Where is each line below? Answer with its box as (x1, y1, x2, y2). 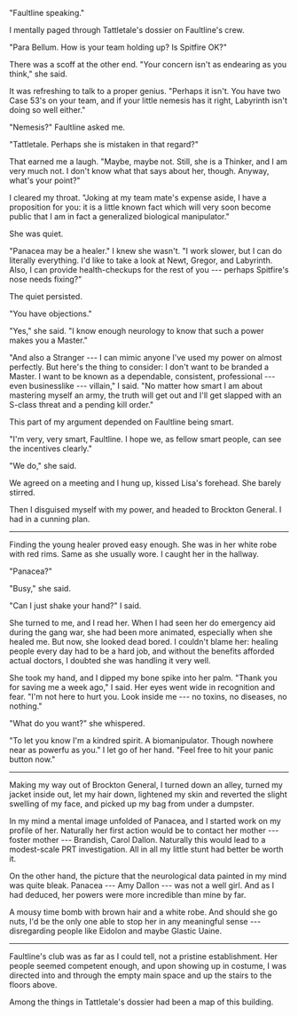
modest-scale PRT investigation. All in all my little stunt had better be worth (9, 844, 284, 854)
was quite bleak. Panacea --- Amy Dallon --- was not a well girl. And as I (9, 880, 275, 891)
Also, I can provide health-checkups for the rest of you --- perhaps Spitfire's (9, 265, 290, 274)
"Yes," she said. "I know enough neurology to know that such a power (9, 326, 264, 336)
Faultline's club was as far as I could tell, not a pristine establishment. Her (9, 951, 278, 962)
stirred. (9, 488, 35, 497)
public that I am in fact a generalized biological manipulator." (9, 211, 231, 221)
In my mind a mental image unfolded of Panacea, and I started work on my (9, 816, 281, 826)
